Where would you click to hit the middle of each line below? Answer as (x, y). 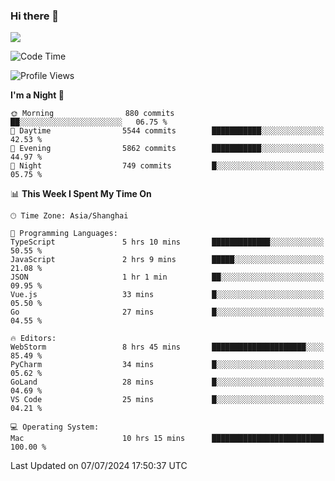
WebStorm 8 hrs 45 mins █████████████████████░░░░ (167, 347)
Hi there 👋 (35, 16)
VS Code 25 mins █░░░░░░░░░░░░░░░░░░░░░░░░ (167, 400)
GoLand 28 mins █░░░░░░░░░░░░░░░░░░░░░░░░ (167, 382)
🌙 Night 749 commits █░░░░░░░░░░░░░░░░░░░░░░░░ (167, 166)
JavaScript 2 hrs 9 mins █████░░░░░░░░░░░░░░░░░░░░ (167, 260)
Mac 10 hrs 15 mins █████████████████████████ (167, 439)
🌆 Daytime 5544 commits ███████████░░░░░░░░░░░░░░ (167, 131)
